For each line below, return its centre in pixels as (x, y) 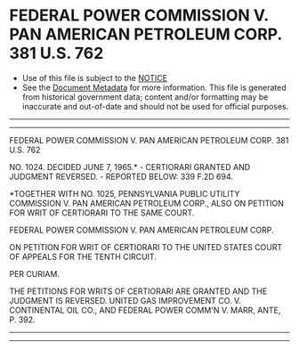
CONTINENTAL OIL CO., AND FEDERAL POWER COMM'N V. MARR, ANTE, (145, 310)
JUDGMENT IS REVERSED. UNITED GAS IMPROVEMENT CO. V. (125, 300)
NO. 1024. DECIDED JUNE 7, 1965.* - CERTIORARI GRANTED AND (130, 167)
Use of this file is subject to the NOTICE (94, 77)
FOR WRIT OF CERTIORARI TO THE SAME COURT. (102, 212)
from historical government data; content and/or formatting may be (145, 97)
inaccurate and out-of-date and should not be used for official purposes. (155, 106)
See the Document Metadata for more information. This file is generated (154, 87)
